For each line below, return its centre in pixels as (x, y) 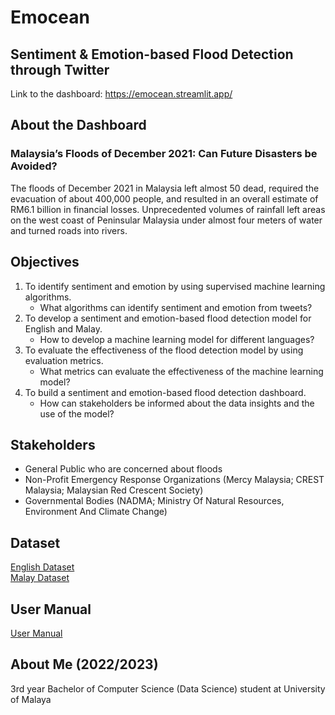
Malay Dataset (40, 578)
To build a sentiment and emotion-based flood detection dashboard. (165, 392)
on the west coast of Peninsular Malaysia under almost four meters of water (166, 220)
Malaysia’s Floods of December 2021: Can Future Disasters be (164, 154)
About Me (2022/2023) (84, 664)
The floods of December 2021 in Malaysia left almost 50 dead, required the (165, 188)
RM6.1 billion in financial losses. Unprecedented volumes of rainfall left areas (168, 209)
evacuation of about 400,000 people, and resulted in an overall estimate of (164, 198)
